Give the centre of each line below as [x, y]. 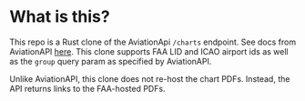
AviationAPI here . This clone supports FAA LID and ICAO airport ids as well [149, 51]
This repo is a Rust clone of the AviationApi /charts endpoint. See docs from [153, 42]
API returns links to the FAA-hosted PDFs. [87, 88]
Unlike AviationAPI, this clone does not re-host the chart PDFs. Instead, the [150, 78]
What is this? [60, 17]
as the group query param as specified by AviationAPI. [111, 61]
